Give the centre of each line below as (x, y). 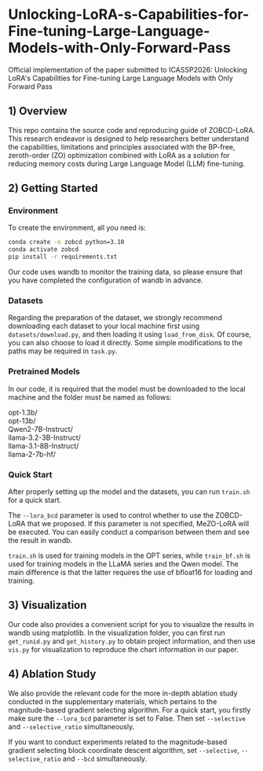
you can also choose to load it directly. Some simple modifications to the (126, 343)
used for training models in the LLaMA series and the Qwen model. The (123, 563)
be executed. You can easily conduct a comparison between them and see (129, 532)
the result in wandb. (40, 540)
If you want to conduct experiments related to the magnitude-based (118, 742)
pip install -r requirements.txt (63, 257)
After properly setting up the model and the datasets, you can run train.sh (129, 491)
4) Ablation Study (52, 674)
